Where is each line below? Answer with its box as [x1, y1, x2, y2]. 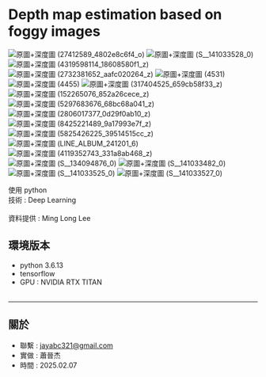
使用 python [8, 185, 47, 195]
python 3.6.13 [19, 260, 64, 270]
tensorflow [19, 268, 55, 278]
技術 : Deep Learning [8, 195, 77, 204]
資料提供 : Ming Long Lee [8, 213, 91, 223]
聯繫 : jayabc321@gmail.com [19, 341, 113, 350]
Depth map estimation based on [8, 6, 222, 24]
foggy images [8, 22, 101, 40]
